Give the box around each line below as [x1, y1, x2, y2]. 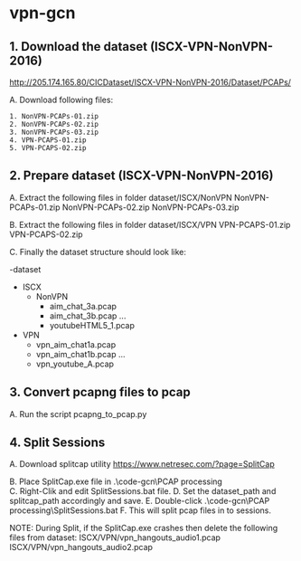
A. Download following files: [9, 94, 114, 105]
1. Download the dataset [9, 39, 147, 54]
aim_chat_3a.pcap [49, 300, 118, 311]
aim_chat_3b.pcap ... [49, 310, 127, 321]
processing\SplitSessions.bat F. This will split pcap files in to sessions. [9, 505, 271, 516]
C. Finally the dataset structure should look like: [9, 246, 187, 257]
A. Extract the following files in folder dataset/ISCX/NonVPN [9, 192, 232, 203]
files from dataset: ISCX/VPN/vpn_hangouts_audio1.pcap [9, 532, 221, 543]
